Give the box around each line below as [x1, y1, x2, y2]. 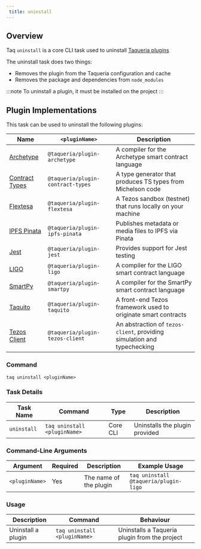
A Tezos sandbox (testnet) [115, 195, 190, 203]
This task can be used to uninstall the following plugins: [6, 121, 143, 129]
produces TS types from [115, 178, 184, 186]
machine [115, 210, 141, 218]
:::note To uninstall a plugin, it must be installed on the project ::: [6, 88, 164, 95]
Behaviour [140, 516, 170, 524]
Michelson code [115, 185, 161, 193]
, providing [134, 328, 165, 336]
